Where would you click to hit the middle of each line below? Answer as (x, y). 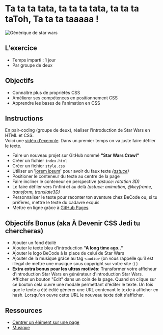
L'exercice (21, 48)
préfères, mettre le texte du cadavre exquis (56, 203)
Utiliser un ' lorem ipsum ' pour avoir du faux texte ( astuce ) (70, 171)
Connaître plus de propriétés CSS (46, 92)
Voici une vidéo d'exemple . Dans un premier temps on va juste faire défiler (81, 141)
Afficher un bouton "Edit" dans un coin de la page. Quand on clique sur (84, 279)
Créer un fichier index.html (40, 161)
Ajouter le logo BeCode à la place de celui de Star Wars (68, 253)
